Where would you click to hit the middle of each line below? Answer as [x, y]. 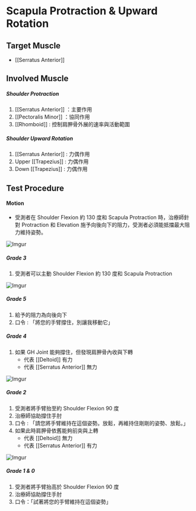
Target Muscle [34, 46]
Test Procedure [35, 188]
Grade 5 [16, 299]
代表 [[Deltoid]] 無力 [48, 438]
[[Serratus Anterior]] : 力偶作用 [52, 154]
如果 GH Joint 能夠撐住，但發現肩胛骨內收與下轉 [74, 352]
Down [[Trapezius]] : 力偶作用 [51, 169]
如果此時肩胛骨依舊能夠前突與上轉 [56, 431]
